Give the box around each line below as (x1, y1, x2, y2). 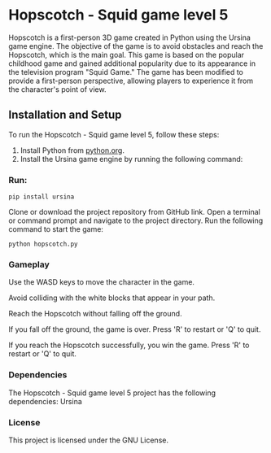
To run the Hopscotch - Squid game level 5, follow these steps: (8, 129, 220, 139)
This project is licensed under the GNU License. (8, 435, 169, 445)
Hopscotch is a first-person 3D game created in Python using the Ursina (8, 33, 251, 42)
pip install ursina (8, 193, 75, 201)
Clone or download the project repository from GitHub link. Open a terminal (8, 207, 260, 217)
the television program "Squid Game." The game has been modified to (8, 67, 244, 76)
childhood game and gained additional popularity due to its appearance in (8, 59, 256, 68)
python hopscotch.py (8, 240, 79, 249)
